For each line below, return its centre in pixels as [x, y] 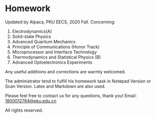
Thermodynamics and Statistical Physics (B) [57, 57]
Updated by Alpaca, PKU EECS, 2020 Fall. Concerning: [60, 22]
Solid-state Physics [31, 36]
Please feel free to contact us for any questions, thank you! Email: [71, 96]
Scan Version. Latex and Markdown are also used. [55, 86]
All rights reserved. [24, 110]
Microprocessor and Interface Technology [54, 52]
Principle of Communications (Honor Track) [56, 47]
